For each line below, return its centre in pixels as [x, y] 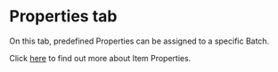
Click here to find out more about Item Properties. [100, 58]
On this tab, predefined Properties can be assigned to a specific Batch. [139, 41]
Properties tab [63, 16]
